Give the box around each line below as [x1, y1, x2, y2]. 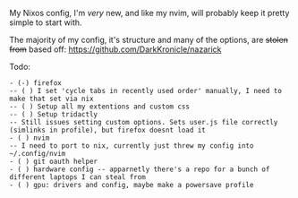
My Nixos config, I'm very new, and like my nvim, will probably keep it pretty [9, 8, 290, 18]
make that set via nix [9, 94, 94, 103]
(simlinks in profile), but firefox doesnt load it [9, 125, 206, 134]
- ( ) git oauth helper [9, 157, 98, 166]
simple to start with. [9, 17, 82, 28]
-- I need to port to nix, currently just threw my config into [9, 142, 254, 151]
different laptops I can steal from [9, 173, 146, 182]
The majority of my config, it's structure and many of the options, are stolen [9, 35, 289, 45]
